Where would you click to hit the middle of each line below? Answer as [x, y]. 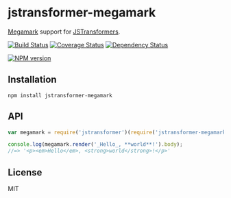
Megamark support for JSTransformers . [64, 32]
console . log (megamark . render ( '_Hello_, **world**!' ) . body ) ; [96, 145]
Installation [32, 80]
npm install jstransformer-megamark [60, 95]
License [25, 172]
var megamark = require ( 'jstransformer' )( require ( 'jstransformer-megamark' [118, 132]
